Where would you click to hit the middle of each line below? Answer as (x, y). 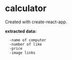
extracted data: (21, 31)
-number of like (26, 44)
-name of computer (28, 40)
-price (16, 48)
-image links (22, 53)
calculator (26, 8)
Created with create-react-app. (36, 22)
